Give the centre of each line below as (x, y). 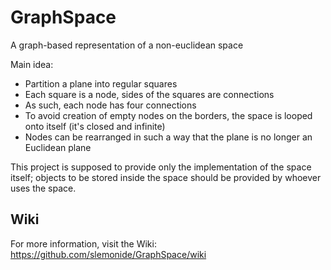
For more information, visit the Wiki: (83, 243)
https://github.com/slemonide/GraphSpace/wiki (108, 254)
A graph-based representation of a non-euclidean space (127, 45)
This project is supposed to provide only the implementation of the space (161, 167)
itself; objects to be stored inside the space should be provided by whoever (166, 177)
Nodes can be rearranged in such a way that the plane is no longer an (168, 137)
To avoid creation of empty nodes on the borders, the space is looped (168, 115)
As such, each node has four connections (110, 105)
